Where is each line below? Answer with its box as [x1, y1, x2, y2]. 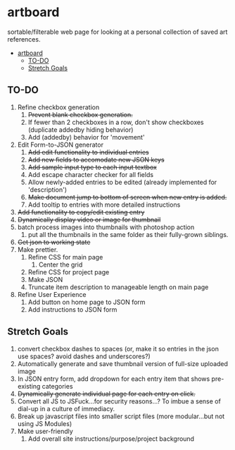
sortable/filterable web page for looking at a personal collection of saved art [7, 28, 228, 36]
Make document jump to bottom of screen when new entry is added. [27, 193, 227, 201]
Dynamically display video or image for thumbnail [17, 215, 161, 224]
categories [42, 382, 73, 390]
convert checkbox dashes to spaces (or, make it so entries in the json [17, 344, 220, 353]
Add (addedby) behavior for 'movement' [27, 133, 146, 141]
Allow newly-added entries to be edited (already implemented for [27, 178, 217, 186]
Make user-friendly [17, 427, 74, 435]
